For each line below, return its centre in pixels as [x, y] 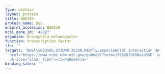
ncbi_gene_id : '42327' [28, 32]
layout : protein [22, 14]
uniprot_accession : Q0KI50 [33, 28]
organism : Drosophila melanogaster [41, 37]
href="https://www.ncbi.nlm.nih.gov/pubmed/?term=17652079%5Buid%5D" [82, 55]
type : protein [20, 9]
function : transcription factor [38, 41]
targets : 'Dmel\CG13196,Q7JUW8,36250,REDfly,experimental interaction [79, 50]
